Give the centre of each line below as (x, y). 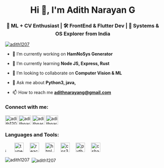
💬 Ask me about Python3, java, (44, 83)
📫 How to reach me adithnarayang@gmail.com (62, 93)
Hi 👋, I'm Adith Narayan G (83, 10)
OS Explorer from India (83, 34)
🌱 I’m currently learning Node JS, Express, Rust (61, 64)
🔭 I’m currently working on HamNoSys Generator (63, 54)
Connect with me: (27, 107)
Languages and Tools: (32, 134)
